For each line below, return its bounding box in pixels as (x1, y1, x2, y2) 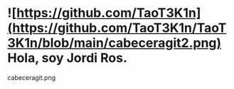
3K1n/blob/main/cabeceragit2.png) (7, 35, 222, 51)
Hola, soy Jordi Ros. (7, 50, 128, 66)
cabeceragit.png (7, 73, 56, 82)
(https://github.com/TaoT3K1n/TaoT (7, 20, 227, 36)
